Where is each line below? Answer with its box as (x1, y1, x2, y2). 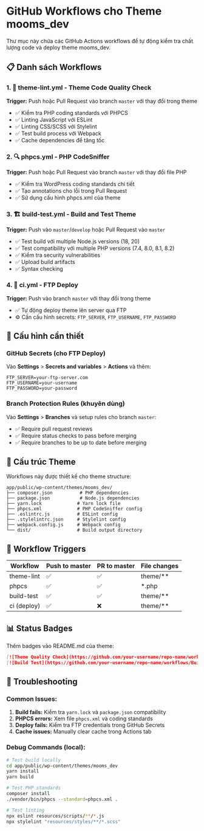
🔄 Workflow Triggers (6, 543, 86, 554)
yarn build (6, 774, 34, 780)
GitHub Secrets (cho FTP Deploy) (6, 349, 106, 357)
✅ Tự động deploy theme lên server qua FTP (15, 306, 127, 314)
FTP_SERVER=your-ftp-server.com (6, 375, 88, 381)
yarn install (6, 768, 39, 774)
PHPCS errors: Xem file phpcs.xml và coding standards (15, 715, 153, 722)
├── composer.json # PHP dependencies (6, 490, 129, 496)
